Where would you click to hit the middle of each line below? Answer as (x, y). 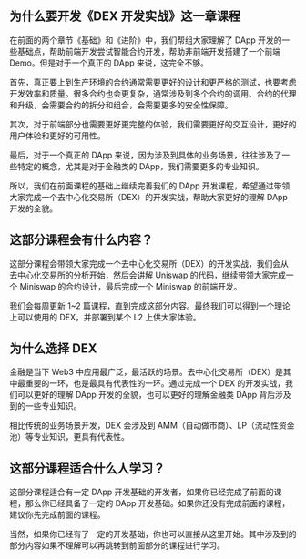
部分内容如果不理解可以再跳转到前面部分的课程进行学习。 (117, 545)
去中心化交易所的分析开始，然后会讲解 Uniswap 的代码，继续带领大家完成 (148, 275)
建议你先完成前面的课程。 (57, 515)
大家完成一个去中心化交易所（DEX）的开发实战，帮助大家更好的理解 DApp (149, 197)
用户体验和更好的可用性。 (57, 136)
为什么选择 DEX (53, 349)
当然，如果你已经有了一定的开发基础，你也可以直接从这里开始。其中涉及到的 (153, 534)
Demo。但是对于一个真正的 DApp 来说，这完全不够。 (109, 63)
